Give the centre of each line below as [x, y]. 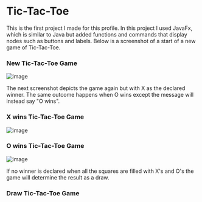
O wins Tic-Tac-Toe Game [45, 146]
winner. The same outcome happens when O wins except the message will [100, 95]
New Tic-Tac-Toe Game [42, 63]
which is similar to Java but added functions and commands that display [97, 34]
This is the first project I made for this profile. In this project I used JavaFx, [99, 28]
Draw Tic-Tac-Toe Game [43, 193]
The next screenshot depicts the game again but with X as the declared [96, 88]
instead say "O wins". [33, 101]
